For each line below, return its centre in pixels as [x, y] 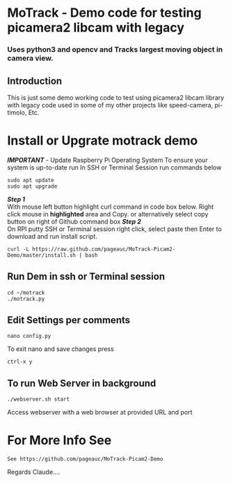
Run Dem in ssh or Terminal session [86, 277]
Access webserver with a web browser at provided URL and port [100, 413]
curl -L [18, 249]
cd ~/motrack [26, 292]
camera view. [30, 59]
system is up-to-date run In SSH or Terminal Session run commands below [114, 167]
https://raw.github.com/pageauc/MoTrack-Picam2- [104, 249]
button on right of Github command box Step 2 [74, 221]
